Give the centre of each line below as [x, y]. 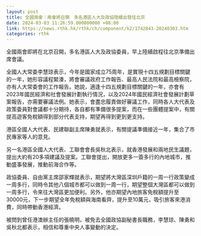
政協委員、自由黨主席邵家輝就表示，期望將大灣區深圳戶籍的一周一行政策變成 [100, 177]
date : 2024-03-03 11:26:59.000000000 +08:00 [63, 23]
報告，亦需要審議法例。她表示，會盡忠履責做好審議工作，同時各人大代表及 [103, 102]
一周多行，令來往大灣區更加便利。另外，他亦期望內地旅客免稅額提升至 [93, 192]
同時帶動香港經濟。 [40, 207]
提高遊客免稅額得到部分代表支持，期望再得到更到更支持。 [77, 117]
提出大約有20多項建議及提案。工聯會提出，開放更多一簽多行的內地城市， [96, 157]
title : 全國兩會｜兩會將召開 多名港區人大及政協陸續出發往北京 [76, 17]
